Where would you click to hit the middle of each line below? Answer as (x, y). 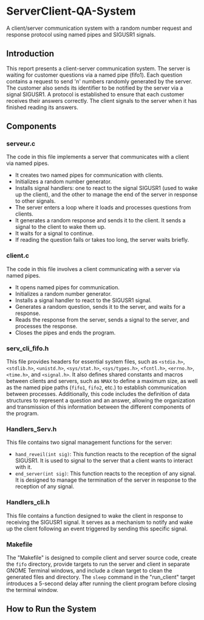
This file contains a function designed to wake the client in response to (95, 515)
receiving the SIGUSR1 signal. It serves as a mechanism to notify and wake (100, 522)
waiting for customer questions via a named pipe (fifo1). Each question (94, 75)
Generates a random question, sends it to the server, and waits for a (100, 306)
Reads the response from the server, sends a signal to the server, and (102, 319)
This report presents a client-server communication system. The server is (98, 68)
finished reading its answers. (42, 107)
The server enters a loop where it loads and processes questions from (103, 208)
